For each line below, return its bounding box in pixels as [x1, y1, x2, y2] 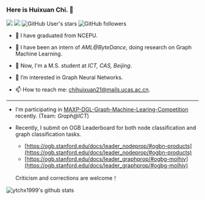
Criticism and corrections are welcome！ [15, 174, 118, 182]
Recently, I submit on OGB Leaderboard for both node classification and [15, 124, 196, 132]
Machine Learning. [15, 50, 63, 57]
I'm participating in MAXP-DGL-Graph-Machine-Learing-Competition [15, 106, 189, 113]
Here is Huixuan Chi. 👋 [6, 5, 74, 14]
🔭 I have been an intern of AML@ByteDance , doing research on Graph [15, 44, 192, 51]
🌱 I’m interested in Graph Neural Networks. [15, 74, 123, 81]
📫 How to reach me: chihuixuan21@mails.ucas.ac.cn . [15, 86, 151, 93]
